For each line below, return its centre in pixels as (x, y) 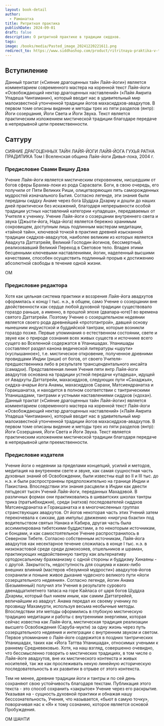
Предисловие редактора (36, 285)
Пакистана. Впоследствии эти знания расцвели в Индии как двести (76, 487)
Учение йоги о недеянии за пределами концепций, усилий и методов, (78, 466)
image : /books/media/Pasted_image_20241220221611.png (61, 46)
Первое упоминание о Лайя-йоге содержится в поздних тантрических (79, 638)
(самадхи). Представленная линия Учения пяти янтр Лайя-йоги (72, 369)
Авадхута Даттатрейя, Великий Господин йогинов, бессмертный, (74, 242)
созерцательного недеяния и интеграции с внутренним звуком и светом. (82, 632)
